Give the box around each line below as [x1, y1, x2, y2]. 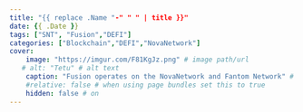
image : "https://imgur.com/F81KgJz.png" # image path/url [25, 55, 249, 64]
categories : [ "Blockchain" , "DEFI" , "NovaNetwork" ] [9, 38, 201, 48]
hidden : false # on [25, 89, 100, 98]
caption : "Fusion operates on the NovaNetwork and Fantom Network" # [25, 72, 295, 81]
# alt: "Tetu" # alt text [21, 64, 120, 73]
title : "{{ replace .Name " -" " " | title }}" [9, 13, 189, 23]
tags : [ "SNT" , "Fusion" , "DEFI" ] [9, 30, 132, 39]
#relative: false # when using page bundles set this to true [25, 80, 266, 89]
